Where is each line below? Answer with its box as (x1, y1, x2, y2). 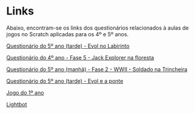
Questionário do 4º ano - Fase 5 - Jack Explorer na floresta (6, 54, 154, 61)
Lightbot (6, 101, 27, 108)
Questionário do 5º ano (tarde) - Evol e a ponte (6, 77, 124, 84)
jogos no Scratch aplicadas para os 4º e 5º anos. (6, 30, 129, 37)
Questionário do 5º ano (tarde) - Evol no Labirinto (6, 42, 130, 49)
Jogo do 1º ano (6, 89, 44, 96)
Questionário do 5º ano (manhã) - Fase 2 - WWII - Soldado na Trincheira (6, 65, 188, 73)
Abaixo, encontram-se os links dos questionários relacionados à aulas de (6, 24, 189, 31)
